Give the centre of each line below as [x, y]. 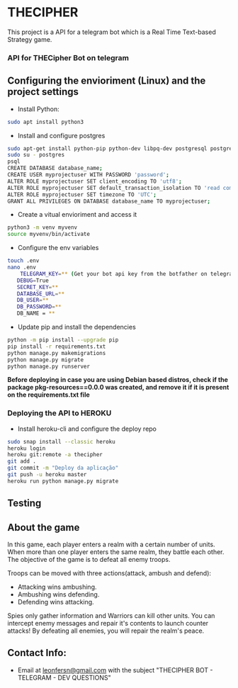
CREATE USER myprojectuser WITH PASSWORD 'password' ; [89, 175]
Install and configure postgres [61, 135]
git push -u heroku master [47, 475]
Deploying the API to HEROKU [59, 413]
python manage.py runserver [49, 366]
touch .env [23, 261]
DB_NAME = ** [36, 314]
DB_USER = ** [33, 300]
